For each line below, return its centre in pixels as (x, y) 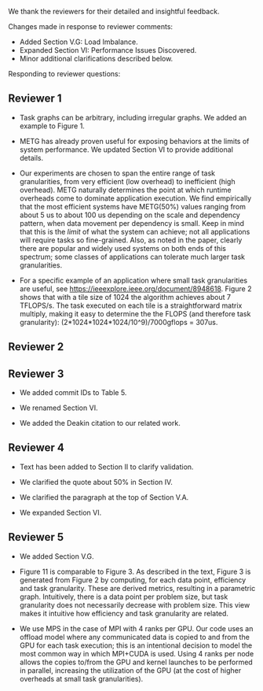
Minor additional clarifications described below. (96, 59)
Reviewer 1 (35, 99)
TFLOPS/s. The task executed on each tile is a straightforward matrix (131, 305)
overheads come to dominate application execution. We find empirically (135, 198)
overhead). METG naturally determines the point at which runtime (125, 190)
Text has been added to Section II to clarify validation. (106, 467)
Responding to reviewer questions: (64, 74)
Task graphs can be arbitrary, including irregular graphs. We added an (133, 117)
